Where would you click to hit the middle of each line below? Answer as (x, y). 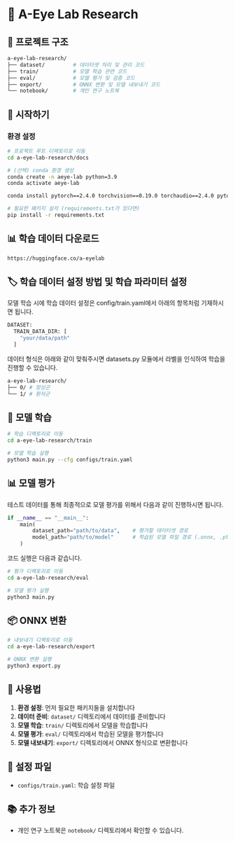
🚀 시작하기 (29, 114)
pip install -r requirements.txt (56, 215)
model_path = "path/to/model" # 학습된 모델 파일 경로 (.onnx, (124, 537)
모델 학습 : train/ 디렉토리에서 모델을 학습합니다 (83, 725)
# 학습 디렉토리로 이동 (35, 434)
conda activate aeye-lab (43, 183)
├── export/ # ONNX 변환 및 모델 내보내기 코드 (84, 84)
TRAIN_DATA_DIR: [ (41, 332)
